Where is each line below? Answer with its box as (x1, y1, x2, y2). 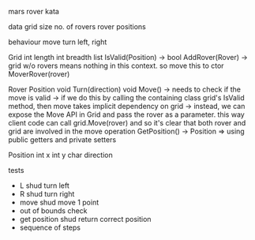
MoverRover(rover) (8, 69, 70, 78)
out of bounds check (19, 206, 88, 216)
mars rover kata (8, 7, 59, 16)
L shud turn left (19, 181, 69, 190)
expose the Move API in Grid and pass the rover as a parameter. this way (8, 110, 245, 119)
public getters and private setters (8, 135, 117, 144)
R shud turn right (19, 189, 75, 198)
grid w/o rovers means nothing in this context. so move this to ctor (8, 61, 224, 70)
